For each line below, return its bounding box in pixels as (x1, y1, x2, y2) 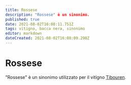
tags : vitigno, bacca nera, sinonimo (5, 26, 85, 31)
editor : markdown (5, 31, 42, 36)
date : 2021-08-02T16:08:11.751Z (5, 21, 74, 27)
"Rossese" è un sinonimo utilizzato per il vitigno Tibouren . (5, 74, 126, 80)
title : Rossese (5, 7, 38, 13)
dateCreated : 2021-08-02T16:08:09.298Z (5, 36, 90, 41)
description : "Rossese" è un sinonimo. (5, 12, 90, 17)
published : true (5, 17, 40, 22)
